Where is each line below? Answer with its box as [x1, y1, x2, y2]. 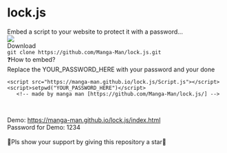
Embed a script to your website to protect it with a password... [7, 27, 184, 36]
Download [7, 41, 36, 49]
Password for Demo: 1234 [7, 123, 80, 131]
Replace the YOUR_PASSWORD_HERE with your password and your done [7, 65, 215, 73]
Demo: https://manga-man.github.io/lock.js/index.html [7, 115, 161, 124]
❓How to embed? [7, 55, 56, 63]
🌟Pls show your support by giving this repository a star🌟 [7, 137, 166, 145]
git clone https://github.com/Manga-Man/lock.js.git [7, 49, 162, 56]
